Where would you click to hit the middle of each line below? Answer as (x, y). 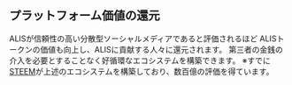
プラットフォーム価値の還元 (85, 16)
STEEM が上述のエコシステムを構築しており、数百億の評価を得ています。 (142, 71)
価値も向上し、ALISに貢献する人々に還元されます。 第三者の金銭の (161, 49)
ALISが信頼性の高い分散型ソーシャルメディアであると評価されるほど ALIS (143, 39)
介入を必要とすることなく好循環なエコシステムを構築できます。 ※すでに (140, 60)
